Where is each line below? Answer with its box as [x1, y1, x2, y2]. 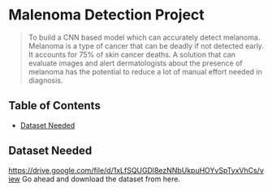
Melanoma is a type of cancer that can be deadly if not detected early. [28, 40, 264, 50]
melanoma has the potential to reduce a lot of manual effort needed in [28, 66, 262, 76]
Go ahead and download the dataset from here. [21, 174, 181, 184]
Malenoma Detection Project [8, 6, 205, 24]
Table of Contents [8, 99, 101, 112]
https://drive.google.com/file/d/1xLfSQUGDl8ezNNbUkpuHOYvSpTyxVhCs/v [8, 165, 264, 175]
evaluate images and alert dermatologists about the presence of [28, 58, 244, 68]
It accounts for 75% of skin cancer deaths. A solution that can [28, 49, 235, 59]
